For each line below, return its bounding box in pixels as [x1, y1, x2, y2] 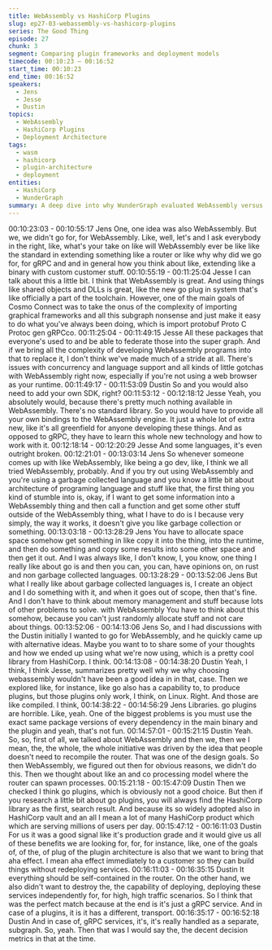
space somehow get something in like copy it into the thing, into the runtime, [8, 535, 264, 545]
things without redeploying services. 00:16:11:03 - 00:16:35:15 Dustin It [8, 864, 245, 874]
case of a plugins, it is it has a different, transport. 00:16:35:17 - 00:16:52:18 [8, 908, 260, 917]
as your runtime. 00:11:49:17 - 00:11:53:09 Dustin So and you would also [8, 380, 249, 389]
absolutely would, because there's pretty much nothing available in [8, 397, 233, 407]
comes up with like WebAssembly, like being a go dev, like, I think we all [8, 457, 248, 467]
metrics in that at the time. [8, 934, 96, 943]
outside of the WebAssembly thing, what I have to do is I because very [8, 509, 244, 519]
